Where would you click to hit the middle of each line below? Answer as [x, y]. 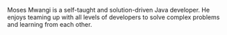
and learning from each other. [50, 24]
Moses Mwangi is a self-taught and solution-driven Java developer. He [109, 10]
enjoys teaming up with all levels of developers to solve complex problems [113, 17]
